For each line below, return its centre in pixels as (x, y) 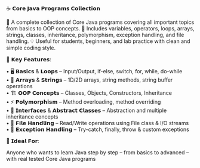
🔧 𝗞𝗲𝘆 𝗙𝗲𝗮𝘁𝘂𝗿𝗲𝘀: (29, 59)
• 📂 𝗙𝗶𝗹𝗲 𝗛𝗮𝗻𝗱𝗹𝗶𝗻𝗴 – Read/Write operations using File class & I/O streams (98, 123)
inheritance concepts (32, 117)
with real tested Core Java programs (51, 159)
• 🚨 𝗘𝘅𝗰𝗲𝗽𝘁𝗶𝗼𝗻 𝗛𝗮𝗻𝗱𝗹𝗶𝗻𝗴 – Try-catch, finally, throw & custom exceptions (98, 129)
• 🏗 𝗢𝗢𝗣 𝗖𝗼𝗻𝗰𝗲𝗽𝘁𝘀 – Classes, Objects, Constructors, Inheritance (89, 93)
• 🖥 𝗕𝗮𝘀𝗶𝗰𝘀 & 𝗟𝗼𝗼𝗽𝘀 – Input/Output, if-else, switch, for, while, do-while (94, 71)
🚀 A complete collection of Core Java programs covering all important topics (100, 22)
